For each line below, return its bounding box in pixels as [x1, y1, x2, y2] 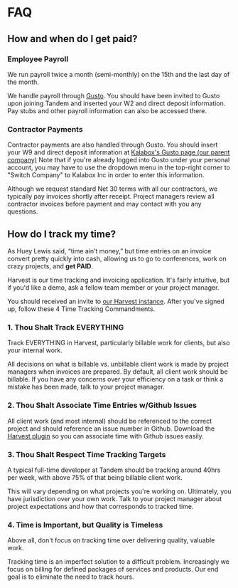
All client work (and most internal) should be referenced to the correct [7, 416, 212, 425]
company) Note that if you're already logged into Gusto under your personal [7, 156, 230, 164]
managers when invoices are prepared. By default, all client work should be [7, 367, 229, 376]
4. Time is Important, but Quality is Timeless [7, 520, 163, 530]
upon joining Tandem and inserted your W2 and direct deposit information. [7, 99, 226, 107]
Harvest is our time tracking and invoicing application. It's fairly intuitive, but [7, 275, 230, 284]
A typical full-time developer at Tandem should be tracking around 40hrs [7, 466, 221, 474]
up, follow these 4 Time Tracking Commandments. [7, 304, 156, 313]
